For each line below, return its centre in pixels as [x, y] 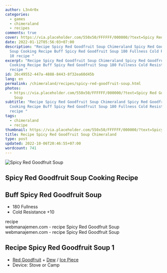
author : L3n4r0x [22, 10]
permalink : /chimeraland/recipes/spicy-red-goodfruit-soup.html [73, 83]
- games [18, 19]
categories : [17, 14]
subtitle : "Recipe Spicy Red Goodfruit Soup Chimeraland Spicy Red [77, 102]
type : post [16, 139]
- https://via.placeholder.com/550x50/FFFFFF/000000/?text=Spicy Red [83, 93]
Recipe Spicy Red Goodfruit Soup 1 [60, 248]
